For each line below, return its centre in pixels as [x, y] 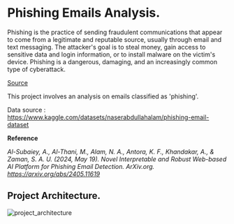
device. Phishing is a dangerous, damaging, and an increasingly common [112, 61]
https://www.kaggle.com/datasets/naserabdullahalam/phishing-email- [108, 117]
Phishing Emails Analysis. [84, 13]
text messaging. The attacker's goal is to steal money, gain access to [107, 47]
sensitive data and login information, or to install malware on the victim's [111, 54]
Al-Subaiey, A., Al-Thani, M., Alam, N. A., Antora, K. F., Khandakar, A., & [111, 151]
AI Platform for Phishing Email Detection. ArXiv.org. [81, 166]
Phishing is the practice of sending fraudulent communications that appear [115, 32]
